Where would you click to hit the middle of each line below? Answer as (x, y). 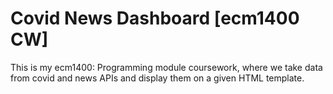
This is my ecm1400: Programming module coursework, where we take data (166, 67)
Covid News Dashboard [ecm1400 (155, 18)
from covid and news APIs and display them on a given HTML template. (157, 78)
